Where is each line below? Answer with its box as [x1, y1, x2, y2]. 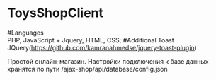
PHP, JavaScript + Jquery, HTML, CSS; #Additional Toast [7, 35, 175, 44]
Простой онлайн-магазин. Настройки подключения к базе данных [7, 57, 209, 65]
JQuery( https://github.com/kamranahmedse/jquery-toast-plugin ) [7, 43, 197, 52]
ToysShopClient [7, 5, 104, 21]
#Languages [7, 28, 44, 37]
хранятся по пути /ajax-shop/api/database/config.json [7, 64, 168, 73]
